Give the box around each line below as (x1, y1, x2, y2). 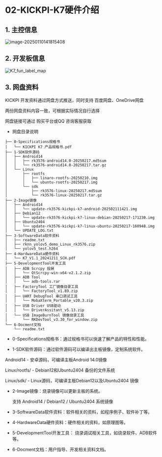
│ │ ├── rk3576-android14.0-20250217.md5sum (5, 158, 107, 163)
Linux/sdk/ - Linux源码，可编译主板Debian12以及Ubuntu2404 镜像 (5, 377, 139, 383)
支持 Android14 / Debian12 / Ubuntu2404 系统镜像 (12, 399, 113, 404)
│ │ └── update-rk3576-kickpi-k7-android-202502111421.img (5, 206, 137, 211)
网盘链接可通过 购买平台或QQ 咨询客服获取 (5, 118, 92, 124)
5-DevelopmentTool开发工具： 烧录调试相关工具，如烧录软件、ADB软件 (12, 429, 157, 435)
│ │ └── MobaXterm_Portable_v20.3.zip (5, 298, 93, 303)
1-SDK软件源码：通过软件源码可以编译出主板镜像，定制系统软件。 (12, 346, 146, 352)
